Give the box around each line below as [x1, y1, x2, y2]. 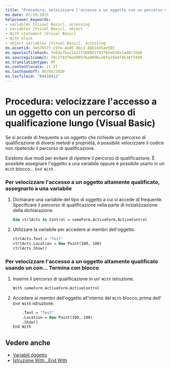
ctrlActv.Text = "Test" [12, 236, 64, 241]
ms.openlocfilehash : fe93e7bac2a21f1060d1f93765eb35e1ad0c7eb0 [5, 50, 142, 55]
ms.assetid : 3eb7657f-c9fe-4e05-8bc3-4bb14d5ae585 [5, 45, 115, 50]
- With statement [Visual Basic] [5, 31, 76, 36]
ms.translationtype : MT [5, 60, 56, 65]
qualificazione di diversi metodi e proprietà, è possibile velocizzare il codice [5, 140, 164, 146]
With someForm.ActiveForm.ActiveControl [12, 285, 100, 291]
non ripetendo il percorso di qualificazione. [5, 145, 96, 151]
